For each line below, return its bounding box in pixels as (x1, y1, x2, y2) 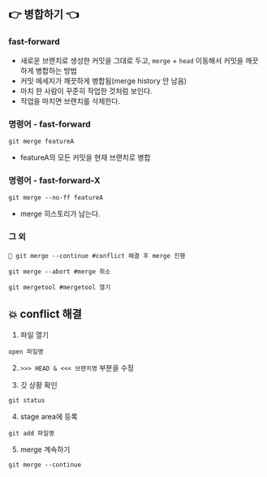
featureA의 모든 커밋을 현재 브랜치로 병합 (19, 153, 151, 162)
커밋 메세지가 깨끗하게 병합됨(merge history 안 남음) (19, 75, 187, 85)
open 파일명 (8, 348, 44, 356)
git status (8, 397, 45, 405)
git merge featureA (8, 137, 75, 145)
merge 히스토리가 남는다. (19, 209, 101, 219)
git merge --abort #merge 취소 (8, 267, 111, 276)
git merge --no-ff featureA (8, 194, 104, 202)
